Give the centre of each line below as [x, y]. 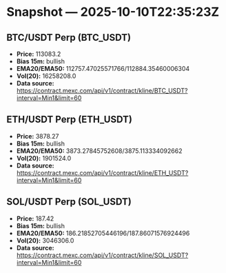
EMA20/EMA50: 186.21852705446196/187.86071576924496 [103, 233]
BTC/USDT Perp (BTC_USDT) [69, 38]
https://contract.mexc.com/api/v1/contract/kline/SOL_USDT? [102, 255]
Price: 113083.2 [39, 54]
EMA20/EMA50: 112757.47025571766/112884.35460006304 [103, 69]
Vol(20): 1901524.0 [44, 158]
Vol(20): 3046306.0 [45, 240]
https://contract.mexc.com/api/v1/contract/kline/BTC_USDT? [102, 91]
